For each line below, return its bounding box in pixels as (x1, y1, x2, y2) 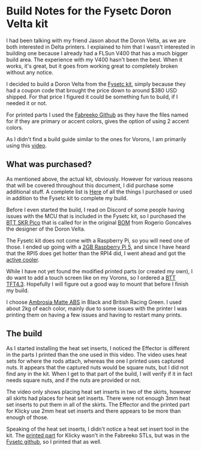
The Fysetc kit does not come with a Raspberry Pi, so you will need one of (6, 237, 190, 244)
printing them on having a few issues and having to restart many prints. (6, 311, 182, 318)
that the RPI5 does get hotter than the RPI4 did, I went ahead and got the (6, 249, 186, 256)
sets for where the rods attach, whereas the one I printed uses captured (6, 357, 184, 365)
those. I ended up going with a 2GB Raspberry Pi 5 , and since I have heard (6, 243, 190, 250)
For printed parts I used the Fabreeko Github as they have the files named (6, 111, 188, 118)
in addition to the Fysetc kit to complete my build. (6, 194, 128, 202)
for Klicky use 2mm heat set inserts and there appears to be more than (6, 407, 181, 414)
